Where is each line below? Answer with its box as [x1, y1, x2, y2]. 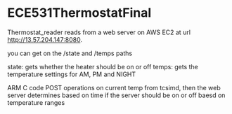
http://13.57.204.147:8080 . [7, 35, 83, 43]
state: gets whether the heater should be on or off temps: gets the [7, 62, 198, 71]
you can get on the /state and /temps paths [7, 49, 132, 57]
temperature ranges [7, 98, 65, 106]
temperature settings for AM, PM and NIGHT [7, 70, 136, 78]
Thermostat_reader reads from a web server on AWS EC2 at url [7, 28, 191, 36]
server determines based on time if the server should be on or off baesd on [7, 91, 226, 99]
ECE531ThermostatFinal [7, 5, 152, 21]
